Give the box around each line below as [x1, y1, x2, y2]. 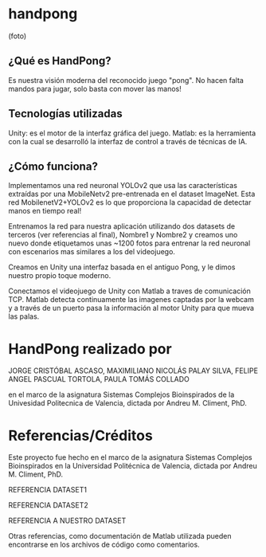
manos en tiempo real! [8, 206, 82, 216]
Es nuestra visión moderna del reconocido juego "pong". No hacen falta [8, 75, 244, 84]
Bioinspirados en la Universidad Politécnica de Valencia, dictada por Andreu [8, 461, 257, 471]
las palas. [8, 312, 40, 321]
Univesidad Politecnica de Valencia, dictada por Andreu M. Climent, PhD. [8, 398, 247, 408]
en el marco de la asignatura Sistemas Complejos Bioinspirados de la [8, 390, 235, 399]
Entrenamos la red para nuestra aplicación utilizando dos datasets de [8, 222, 236, 231]
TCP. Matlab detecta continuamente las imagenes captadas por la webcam [8, 295, 255, 304]
